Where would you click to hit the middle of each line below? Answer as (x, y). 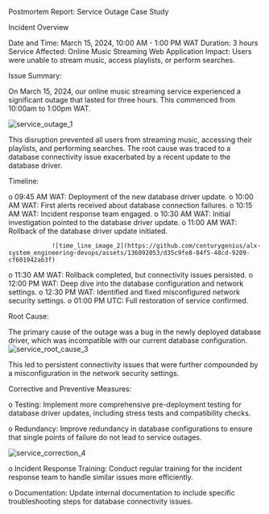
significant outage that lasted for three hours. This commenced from (122, 100)
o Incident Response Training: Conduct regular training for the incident (125, 468)
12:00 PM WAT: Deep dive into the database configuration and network (126, 283)
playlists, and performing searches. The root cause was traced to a (120, 148)
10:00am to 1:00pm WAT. (50, 109)
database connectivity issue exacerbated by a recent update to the (120, 157)
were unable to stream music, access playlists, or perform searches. (122, 60)
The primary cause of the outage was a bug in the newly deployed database (135, 332)
